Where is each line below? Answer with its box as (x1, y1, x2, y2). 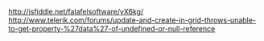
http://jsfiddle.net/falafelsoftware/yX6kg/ (8, 7, 144, 16)
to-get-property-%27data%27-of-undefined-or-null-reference (8, 24, 216, 33)
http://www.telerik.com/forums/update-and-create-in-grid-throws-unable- (8, 15, 256, 25)
